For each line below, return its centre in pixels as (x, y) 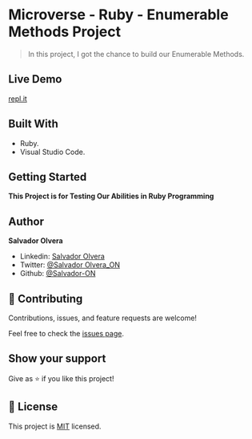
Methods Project (65, 32)
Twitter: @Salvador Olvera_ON (70, 265)
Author (26, 221)
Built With (33, 124)
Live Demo (35, 79)
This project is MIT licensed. (55, 426)
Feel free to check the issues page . (66, 333)
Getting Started (48, 177)
